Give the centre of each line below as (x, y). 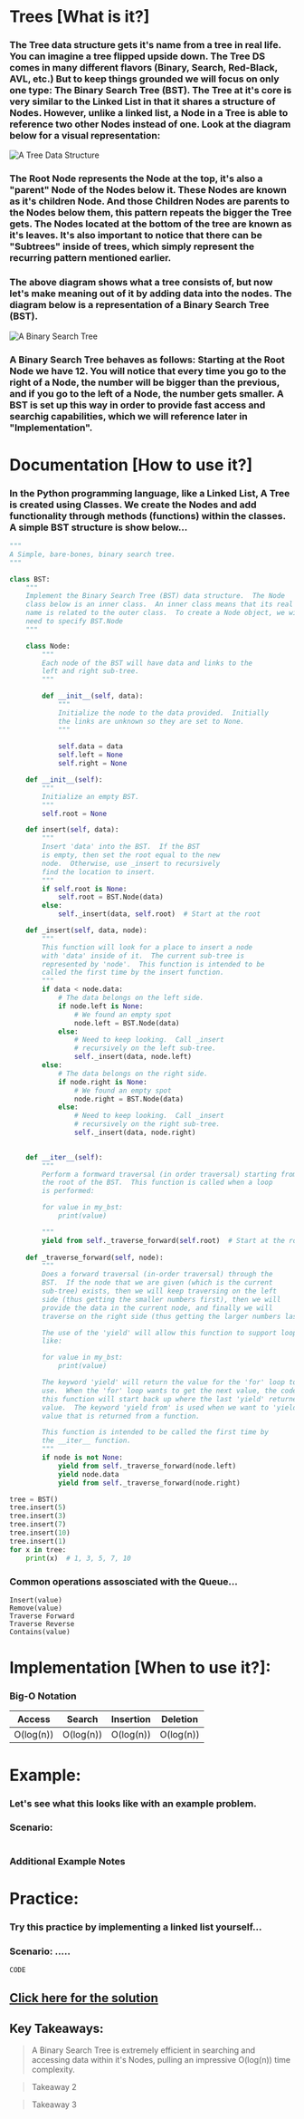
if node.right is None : (102, 1082)
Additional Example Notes (67, 1861)
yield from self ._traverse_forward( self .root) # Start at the (163, 1240)
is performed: (68, 1191)
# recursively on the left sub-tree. (145, 1048)
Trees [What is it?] (80, 17)
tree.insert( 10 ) (40, 1533)
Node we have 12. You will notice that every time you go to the (148, 371)
